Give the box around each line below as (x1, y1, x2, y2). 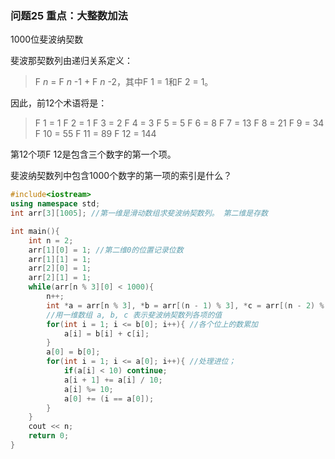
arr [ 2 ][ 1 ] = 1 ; (28, 273, 92, 283)
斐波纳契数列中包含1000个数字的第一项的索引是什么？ (10, 170, 233, 182)
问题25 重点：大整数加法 (10, 8, 128, 22)
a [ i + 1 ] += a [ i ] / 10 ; (63, 375, 163, 385)
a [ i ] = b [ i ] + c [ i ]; (63, 328, 150, 339)
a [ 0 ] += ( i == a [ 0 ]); (63, 393, 155, 404)
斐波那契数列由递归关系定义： (10, 55, 133, 67)
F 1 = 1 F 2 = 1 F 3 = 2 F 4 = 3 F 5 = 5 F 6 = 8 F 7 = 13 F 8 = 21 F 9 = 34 (34, 117, 325, 129)
